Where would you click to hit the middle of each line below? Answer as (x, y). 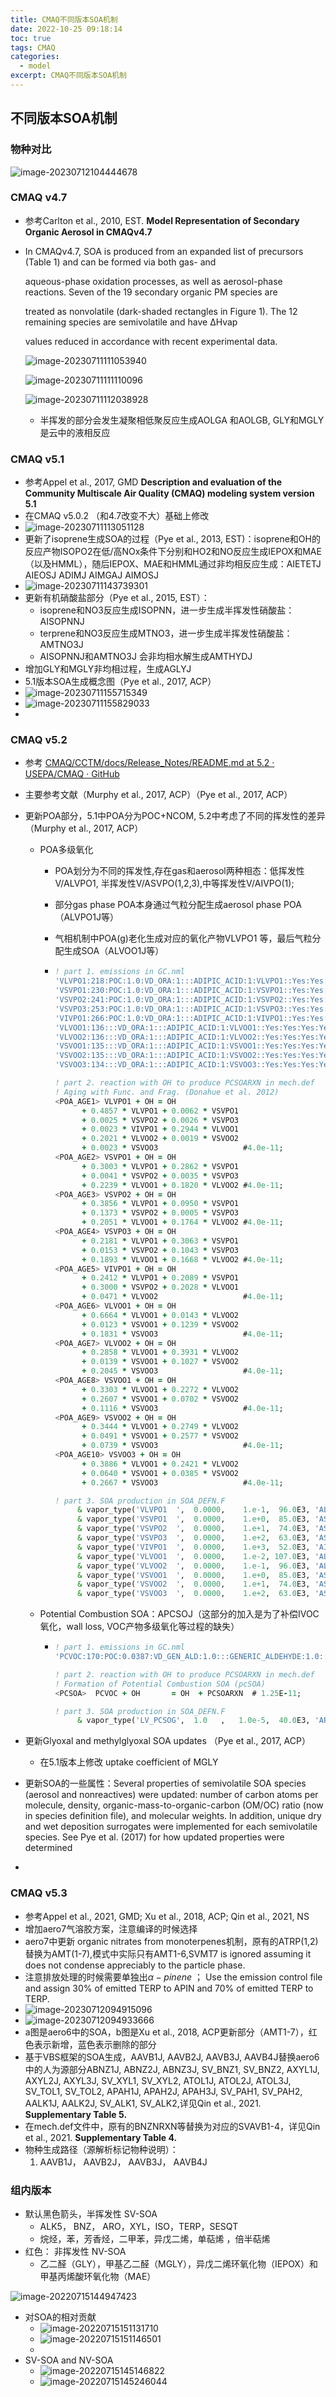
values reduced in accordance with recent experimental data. (151, 341)
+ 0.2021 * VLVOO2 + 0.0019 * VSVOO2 (160, 1139)
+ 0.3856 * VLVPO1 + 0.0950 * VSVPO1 (160, 1204)
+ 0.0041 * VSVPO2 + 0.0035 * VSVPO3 (160, 1176)
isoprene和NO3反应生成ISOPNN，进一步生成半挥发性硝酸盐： (167, 610)
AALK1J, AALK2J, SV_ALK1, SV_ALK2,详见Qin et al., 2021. (143, 2103)
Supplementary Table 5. (76, 2114)
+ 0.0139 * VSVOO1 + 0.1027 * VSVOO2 (160, 1362)
